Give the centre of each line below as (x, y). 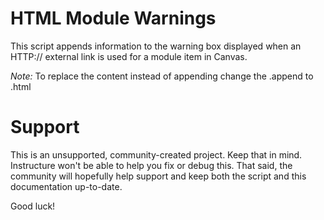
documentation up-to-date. (66, 186)
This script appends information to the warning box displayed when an (156, 46)
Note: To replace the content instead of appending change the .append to (162, 76)
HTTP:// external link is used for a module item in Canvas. (129, 56)
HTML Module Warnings (113, 18)
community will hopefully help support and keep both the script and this (158, 176)
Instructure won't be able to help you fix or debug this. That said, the (151, 165)
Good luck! (33, 206)
